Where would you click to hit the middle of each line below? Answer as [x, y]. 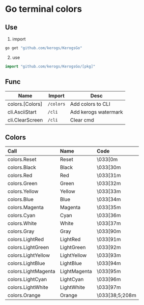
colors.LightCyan [27, 279]
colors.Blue [21, 199]
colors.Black [22, 167]
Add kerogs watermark [97, 112]
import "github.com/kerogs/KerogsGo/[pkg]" [50, 66]
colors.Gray [21, 231]
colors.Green [23, 183]
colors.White [22, 223]
